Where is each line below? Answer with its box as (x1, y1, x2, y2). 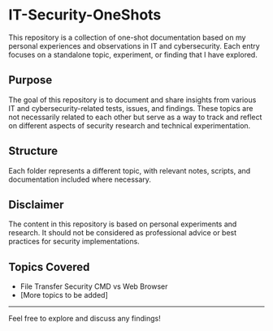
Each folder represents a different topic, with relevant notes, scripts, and (8, 165, 251, 175)
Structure (8, 144, 58, 158)
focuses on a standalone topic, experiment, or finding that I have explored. (8, 49, 258, 59)
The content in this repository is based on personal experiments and (8, 219, 237, 229)
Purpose (8, 73, 53, 87)
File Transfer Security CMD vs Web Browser (19, 282, 168, 291)
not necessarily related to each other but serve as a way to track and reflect (8, 112, 262, 122)
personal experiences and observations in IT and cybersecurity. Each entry (8, 41, 260, 50)
